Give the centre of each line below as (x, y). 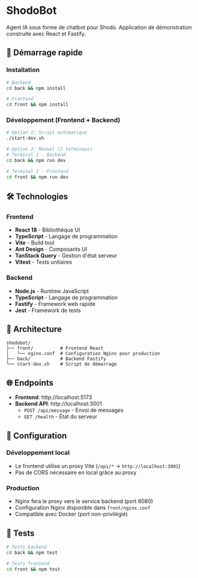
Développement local (38, 453)
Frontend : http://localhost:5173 (53, 397)
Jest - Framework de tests (48, 310)
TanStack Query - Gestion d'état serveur (66, 256)
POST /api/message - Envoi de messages (74, 410)
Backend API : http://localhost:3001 (58, 404)
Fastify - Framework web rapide (55, 304)
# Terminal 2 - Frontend (37, 171)
